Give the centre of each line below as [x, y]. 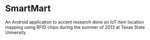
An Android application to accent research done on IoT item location [75, 22]
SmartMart [28, 9]
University [16, 32]
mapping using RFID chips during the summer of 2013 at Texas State [75, 27]
